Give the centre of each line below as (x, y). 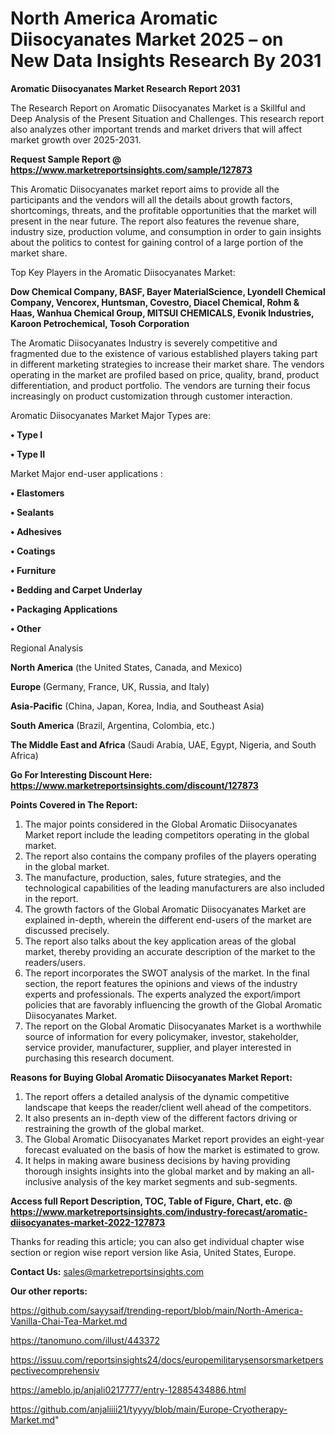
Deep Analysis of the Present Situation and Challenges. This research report (167, 118)
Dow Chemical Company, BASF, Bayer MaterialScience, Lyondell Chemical (168, 291)
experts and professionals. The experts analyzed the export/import (162, 994)
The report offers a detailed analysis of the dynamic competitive (157, 1096)
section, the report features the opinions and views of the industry (161, 983)
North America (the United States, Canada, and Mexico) (126, 667)
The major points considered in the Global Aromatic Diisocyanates (161, 824)
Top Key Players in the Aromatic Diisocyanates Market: (123, 272)
